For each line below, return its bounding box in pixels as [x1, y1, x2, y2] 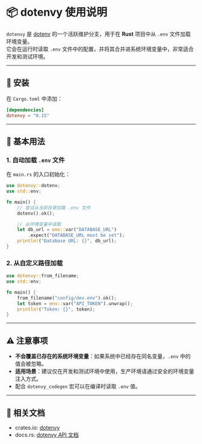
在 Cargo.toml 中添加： [6, 94, 63, 102]
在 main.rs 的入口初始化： [6, 171, 70, 178]
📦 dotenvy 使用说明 [6, 5, 108, 19]
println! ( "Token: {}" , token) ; [17, 306, 96, 312]
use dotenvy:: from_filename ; [6, 273, 79, 279]
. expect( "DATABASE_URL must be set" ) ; [28, 232, 125, 238]
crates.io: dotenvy [14, 424, 60, 431]
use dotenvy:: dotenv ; [6, 183, 61, 189]
